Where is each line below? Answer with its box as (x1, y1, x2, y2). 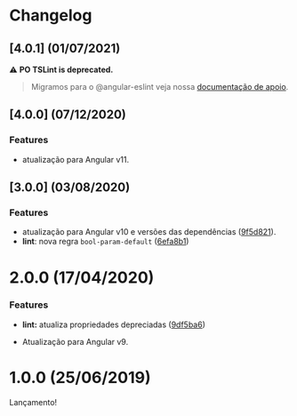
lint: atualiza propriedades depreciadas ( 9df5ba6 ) (21, 319, 206, 330)
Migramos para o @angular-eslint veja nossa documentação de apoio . (30, 82, 289, 92)
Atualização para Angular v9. (21, 336, 129, 347)
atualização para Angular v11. (21, 154, 130, 164)
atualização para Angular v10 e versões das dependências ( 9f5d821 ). (21, 227, 277, 237)
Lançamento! (9, 396, 58, 407)
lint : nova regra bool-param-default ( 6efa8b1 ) (21, 236, 189, 247)
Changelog (9, 5, 92, 26)
